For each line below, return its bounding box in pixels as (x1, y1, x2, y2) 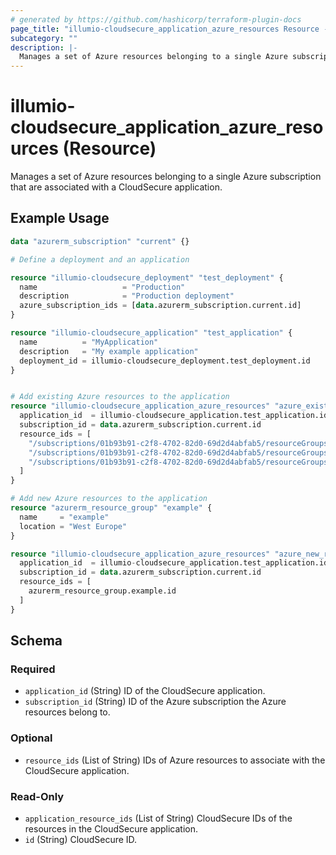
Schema (10, 632, 63, 650)
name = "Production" (19, 282, 186, 292)
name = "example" (19, 512, 110, 522)
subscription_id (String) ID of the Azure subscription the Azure (24, 696, 287, 708)
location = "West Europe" (19, 521, 128, 531)
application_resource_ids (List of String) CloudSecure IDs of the (24, 812, 293, 824)
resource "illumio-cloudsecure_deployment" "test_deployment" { (10, 272, 284, 283)
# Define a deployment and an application (10, 254, 190, 265)
